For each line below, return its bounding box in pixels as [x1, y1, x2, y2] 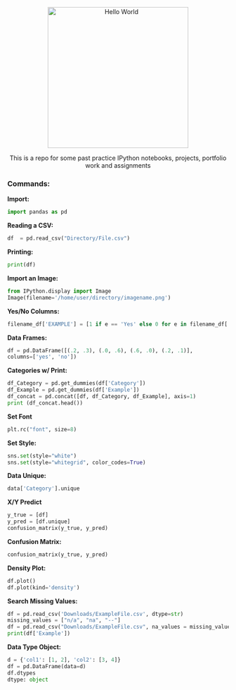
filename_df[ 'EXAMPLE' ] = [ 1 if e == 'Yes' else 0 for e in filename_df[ [7, 321, 228, 328]
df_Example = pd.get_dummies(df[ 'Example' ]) [7, 386, 140, 394]
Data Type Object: [7, 643, 62, 651]
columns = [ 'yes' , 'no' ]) [7, 353, 77, 361]
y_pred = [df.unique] [7, 518, 71, 525]
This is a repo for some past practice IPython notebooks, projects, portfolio [9, 154, 227, 162]
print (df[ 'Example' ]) [7, 630, 71, 637]
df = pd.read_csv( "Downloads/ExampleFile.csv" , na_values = [7, 624, 188, 631]
